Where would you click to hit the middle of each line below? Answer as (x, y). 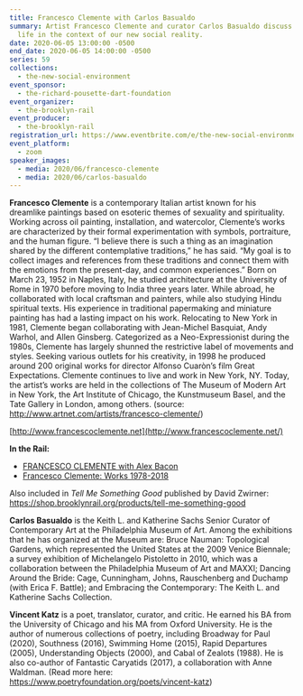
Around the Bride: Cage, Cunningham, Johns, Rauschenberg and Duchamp (149, 578)
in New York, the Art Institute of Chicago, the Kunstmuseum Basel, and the (147, 394)
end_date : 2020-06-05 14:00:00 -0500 (80, 51)
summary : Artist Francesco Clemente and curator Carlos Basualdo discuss (151, 26)
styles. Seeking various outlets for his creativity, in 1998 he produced (138, 357)
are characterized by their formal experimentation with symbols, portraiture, (150, 232)
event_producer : (40, 118)
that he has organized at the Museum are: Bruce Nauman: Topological (139, 540)
